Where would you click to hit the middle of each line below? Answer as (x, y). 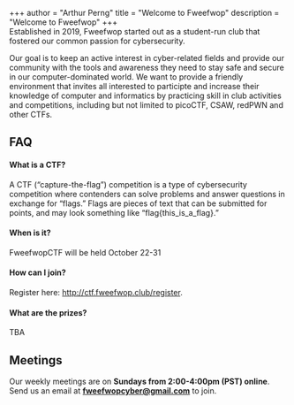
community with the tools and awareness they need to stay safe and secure (147, 67)
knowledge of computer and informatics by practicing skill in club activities (146, 96)
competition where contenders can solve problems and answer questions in (147, 194)
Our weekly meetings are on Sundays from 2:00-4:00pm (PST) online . (139, 382)
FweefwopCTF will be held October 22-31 (85, 252)
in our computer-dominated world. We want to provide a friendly (126, 77)
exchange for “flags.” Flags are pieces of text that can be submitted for (138, 203)
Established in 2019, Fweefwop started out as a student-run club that (135, 31)
